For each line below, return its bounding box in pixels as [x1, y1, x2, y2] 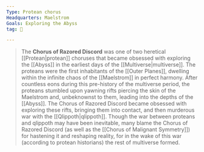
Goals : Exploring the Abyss [6, 20, 78, 26]
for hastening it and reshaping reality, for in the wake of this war [21, 132, 182, 140]
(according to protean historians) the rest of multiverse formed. [21, 139, 180, 147]
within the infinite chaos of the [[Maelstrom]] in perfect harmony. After [21, 74, 198, 81]
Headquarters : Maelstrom [6, 15, 69, 21]
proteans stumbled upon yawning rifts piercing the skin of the [21, 87, 176, 95]
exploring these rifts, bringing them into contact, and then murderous [21, 106, 195, 114]
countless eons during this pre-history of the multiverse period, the [21, 81, 190, 88]
